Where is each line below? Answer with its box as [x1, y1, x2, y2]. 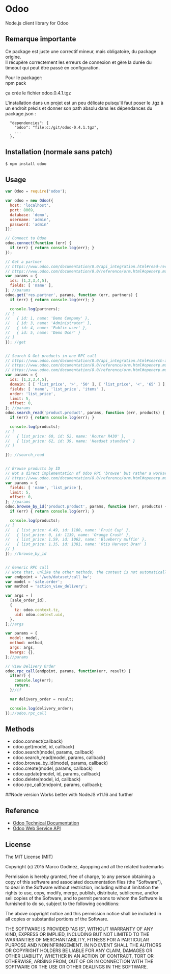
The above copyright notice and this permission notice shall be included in [5, 910, 161, 916]
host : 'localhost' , [10, 203, 51, 208]
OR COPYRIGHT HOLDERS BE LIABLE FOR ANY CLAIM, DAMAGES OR [5, 947, 153, 954]
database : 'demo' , [10, 212, 49, 217]
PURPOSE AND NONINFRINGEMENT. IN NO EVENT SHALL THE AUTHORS [5, 942, 162, 948]
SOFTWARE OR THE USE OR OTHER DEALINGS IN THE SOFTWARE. [5, 963, 148, 970]
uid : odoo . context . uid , [14, 612, 65, 617]
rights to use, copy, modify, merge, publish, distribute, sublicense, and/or [5, 889, 159, 896]
